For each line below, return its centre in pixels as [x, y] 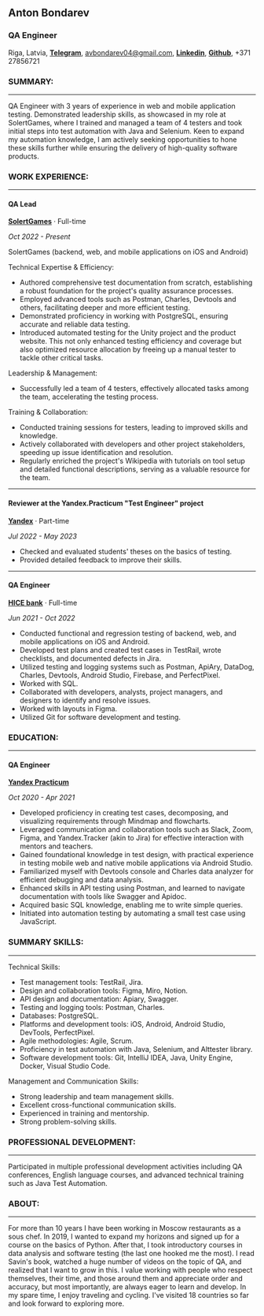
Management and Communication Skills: [73, 1081]
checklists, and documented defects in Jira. [90, 658]
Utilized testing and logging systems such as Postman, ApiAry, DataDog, [137, 666]
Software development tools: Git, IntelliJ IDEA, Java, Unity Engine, [126, 1057]
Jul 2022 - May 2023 [42, 536]
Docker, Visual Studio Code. [65, 1066]
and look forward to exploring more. [66, 1303]
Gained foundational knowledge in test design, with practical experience [136, 855]
